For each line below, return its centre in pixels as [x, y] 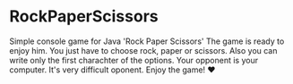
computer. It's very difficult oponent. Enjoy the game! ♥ [112, 70]
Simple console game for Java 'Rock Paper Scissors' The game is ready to [147, 41]
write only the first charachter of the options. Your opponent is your [134, 60]
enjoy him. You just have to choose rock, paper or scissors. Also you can [143, 50]
